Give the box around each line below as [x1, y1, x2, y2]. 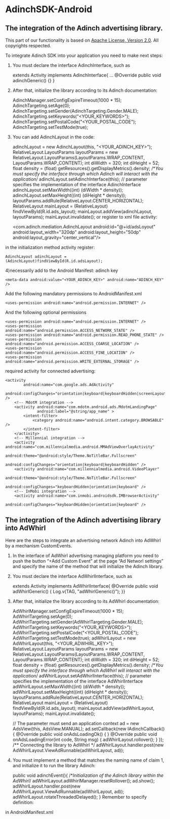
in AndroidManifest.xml [5, 809, 54, 815]
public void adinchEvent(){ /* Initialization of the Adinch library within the [12, 772, 164, 778]
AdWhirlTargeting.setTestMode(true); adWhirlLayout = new [12, 635, 136, 641]
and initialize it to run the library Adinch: [12, 762, 96, 768]
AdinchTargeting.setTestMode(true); [12, 124, 89, 130]
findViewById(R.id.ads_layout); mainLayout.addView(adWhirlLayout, [12, 705, 155, 711]
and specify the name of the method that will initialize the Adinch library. [12, 563, 163, 569]
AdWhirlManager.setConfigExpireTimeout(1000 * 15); [12, 608, 124, 614]
